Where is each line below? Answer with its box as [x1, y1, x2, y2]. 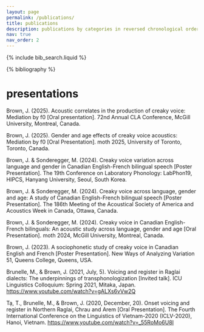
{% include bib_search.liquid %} [6, 54, 87, 61]
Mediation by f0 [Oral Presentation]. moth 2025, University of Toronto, [6, 138, 182, 145]
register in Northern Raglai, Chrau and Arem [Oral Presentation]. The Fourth [6, 305, 195, 313]
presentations [6, 87, 79, 101]
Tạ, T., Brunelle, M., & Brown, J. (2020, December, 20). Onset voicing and [6, 299, 190, 306]
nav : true [6, 32, 32, 38]
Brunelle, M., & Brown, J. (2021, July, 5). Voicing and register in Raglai [6, 268, 180, 275]
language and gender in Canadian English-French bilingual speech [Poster [6, 162, 192, 170]
